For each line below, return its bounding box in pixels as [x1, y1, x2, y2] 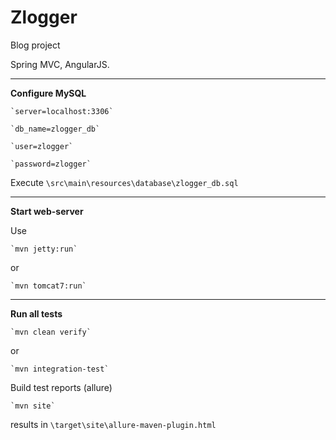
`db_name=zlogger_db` [10, 124, 101, 134]
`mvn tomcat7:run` [10, 281, 87, 291]
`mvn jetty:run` [10, 244, 78, 254]
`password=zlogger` [10, 159, 92, 169]
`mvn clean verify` [10, 327, 92, 337]
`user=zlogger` [10, 141, 74, 151]
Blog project [10, 39, 61, 51]
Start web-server [10, 205, 84, 217]
